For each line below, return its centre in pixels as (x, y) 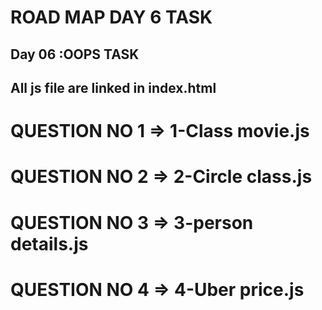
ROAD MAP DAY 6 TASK (111, 17)
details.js (49, 243)
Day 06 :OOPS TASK (75, 54)
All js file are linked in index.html (113, 87)
